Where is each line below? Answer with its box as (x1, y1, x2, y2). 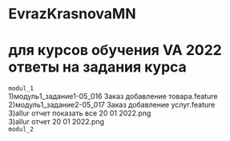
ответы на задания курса (8, 58, 187, 76)
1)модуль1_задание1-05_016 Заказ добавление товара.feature (8, 92, 218, 101)
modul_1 (8, 84, 34, 92)
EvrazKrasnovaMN (8, 5, 136, 23)
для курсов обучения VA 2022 (8, 41, 222, 60)
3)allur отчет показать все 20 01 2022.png (8, 108, 151, 118)
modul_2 (8, 125, 34, 134)
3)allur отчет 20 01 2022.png (8, 117, 105, 127)
